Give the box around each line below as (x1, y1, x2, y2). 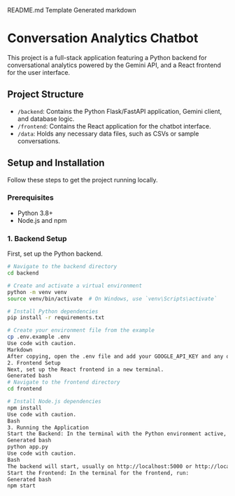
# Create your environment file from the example (7, 327, 155, 334)
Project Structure (7, 89, 84, 101)
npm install (7, 404, 42, 411)
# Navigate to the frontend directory (7, 379, 120, 386)
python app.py (7, 444, 49, 451)
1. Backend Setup (7, 233, 68, 243)
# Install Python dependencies (7, 307, 99, 315)
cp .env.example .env (7, 333, 71, 341)
